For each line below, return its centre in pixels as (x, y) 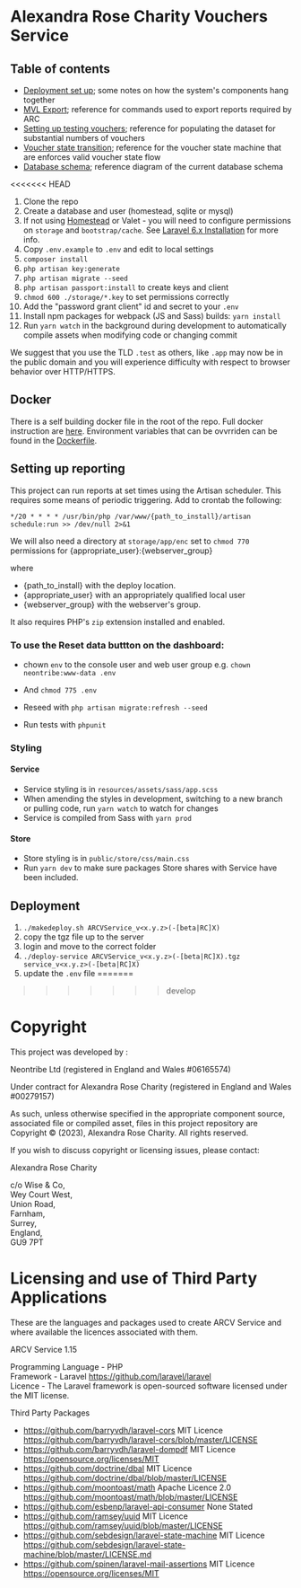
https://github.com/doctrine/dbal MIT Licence (107, 1468)
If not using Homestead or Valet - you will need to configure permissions (157, 221)
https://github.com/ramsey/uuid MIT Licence (106, 1516)
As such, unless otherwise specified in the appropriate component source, (148, 1114)
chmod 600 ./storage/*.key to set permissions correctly (126, 297)
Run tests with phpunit (64, 724)
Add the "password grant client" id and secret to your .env (131, 306)
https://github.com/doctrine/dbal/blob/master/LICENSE (125, 1478)
